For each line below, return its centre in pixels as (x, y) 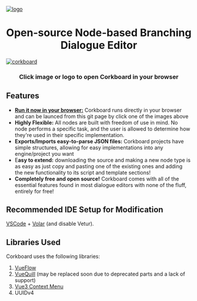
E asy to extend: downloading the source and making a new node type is (103, 160)
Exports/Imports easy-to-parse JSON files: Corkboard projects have (99, 141)
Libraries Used (33, 242)
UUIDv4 (24, 293)
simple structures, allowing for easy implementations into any (89, 148)
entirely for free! (34, 191)
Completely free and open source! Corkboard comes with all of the (97, 179)
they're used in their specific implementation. (69, 135)
